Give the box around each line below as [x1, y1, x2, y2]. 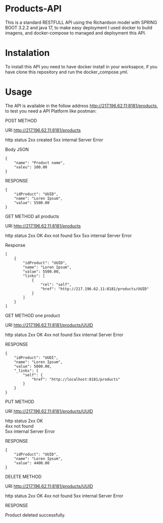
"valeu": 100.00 [14, 165, 48, 170]
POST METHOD [5, 117, 37, 123]
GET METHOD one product [5, 312, 60, 318]
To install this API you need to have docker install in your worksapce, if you [5, 63, 158, 69]
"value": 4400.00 [14, 461, 50, 465]
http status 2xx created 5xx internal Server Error [5, 137, 104, 143]
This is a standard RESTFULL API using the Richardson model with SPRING [5, 19, 157, 25]
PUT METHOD [5, 399, 35, 405]
